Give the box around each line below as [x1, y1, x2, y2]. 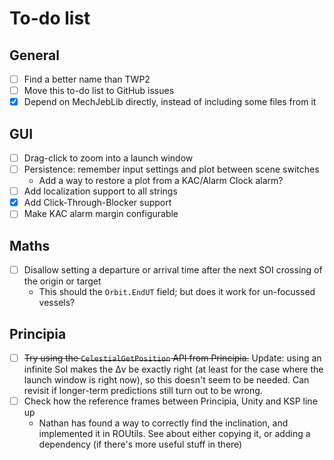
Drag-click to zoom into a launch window [23, 152, 194, 164]
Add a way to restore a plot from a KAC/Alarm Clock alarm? [38, 175, 284, 187]
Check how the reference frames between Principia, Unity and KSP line [23, 395, 318, 407]
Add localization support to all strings [23, 185, 178, 197]
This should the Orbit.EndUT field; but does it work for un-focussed [38, 286, 316, 298]
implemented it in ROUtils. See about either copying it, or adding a [38, 428, 311, 440]
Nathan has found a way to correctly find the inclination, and [38, 417, 289, 429]
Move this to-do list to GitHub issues [23, 85, 175, 97]
